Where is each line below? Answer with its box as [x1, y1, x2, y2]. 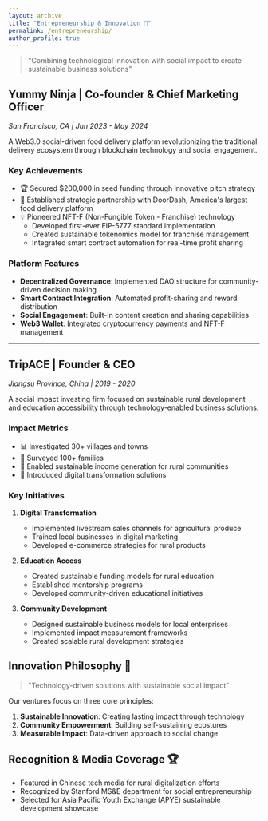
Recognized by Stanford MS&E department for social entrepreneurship [19, 786, 253, 795]
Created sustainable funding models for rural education [31, 572, 214, 581]
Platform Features [8, 258, 80, 269]
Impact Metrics [8, 422, 69, 434]
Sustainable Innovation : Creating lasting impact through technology [19, 712, 245, 721]
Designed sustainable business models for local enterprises [31, 620, 229, 629]
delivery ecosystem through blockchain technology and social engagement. [8, 145, 258, 155]
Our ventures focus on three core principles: [8, 696, 154, 705]
